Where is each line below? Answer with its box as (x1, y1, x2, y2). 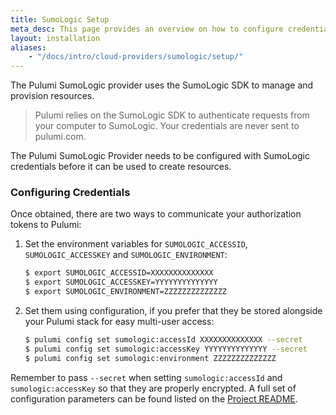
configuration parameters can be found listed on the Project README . (10, 392, 298, 405)
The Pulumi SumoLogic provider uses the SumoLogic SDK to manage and (10, 79, 314, 91)
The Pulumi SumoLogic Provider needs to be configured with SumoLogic (10, 150, 310, 162)
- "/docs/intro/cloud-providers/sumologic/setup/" (28, 52, 244, 62)
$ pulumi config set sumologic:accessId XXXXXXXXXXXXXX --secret (24, 335, 303, 345)
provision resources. (10, 90, 95, 102)
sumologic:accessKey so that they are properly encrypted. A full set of (10, 382, 297, 394)
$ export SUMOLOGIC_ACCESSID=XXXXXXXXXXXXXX (24, 268, 214, 278)
